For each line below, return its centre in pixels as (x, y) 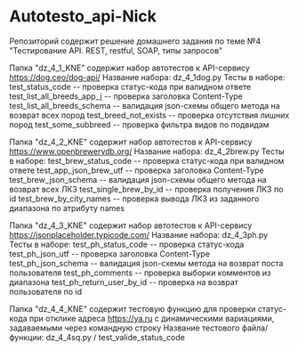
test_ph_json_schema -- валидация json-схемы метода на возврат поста (146, 263)
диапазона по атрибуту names (67, 208)
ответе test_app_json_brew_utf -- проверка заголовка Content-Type (137, 170)
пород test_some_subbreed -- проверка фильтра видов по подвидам (139, 124)
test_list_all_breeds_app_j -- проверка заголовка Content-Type (126, 96)
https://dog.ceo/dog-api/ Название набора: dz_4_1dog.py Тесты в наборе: (148, 77)
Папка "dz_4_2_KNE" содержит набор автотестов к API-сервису (131, 142)
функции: (27, 337)
